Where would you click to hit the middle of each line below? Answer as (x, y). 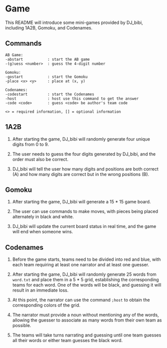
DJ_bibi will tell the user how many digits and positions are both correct (85, 169)
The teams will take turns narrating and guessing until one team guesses (87, 335)
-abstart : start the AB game (48, 59)
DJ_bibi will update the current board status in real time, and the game (84, 226)
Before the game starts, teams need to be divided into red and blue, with (86, 259)
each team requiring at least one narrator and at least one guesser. (81, 265)
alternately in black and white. (43, 217)
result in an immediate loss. (40, 290)
